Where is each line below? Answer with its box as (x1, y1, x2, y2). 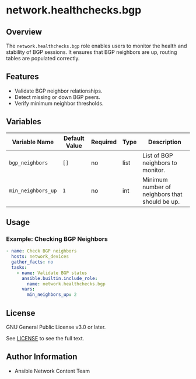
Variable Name (12, 138, 54, 146)
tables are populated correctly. (6, 55, 80, 62)
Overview (6, 27, 43, 37)
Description (148, 138, 182, 146)
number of (142, 183, 171, 191)
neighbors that (142, 190, 183, 198)
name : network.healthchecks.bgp (27, 281, 106, 287)
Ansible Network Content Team (14, 367, 90, 374)
